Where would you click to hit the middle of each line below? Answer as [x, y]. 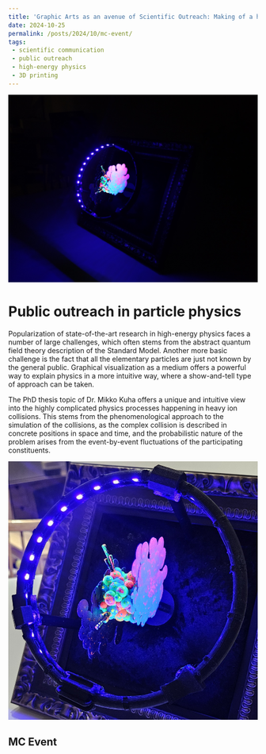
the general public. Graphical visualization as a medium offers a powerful [127, 367]
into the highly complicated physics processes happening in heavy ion [123, 408]
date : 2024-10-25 [37, 25]
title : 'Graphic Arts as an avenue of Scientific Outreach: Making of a [131, 17]
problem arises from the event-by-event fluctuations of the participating [125, 441]
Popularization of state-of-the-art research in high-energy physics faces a [129, 333]
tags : [17, 42]
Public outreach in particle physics [125, 312]
